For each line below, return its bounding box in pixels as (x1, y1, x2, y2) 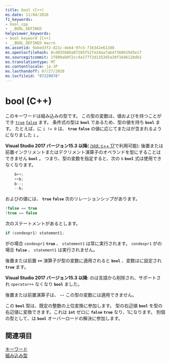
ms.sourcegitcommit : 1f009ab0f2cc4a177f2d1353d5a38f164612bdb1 (5, 54, 142, 60)
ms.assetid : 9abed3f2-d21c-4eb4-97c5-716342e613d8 (5, 45, 115, 50)
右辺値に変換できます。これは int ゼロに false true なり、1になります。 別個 (5, 309, 165, 315)
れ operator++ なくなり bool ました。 (5, 281, 82, 287)
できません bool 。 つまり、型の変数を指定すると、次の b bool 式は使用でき (5, 155, 162, 161)
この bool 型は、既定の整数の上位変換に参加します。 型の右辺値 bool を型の (5, 303, 163, 309)
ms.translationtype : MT (5, 59, 56, 64)
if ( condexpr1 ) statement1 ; (5, 230, 65, 236)
